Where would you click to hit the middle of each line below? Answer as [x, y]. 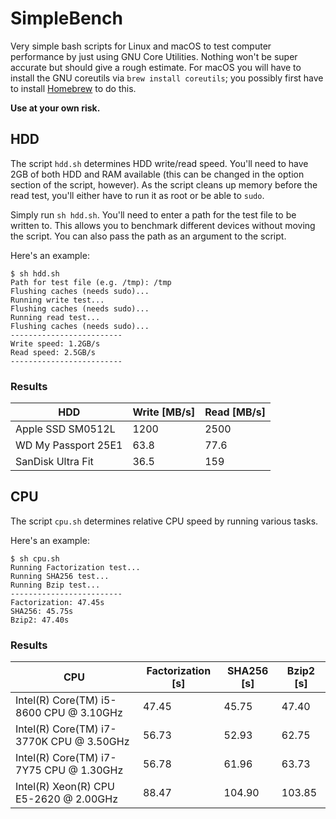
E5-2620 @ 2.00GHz [66, 799]
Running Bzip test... [55, 585]
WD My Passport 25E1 [69, 445]
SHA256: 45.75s [42, 611]
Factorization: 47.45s [57, 602]
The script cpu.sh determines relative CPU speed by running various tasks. [164, 521]
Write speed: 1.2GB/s [55, 343]
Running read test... [55, 317]
